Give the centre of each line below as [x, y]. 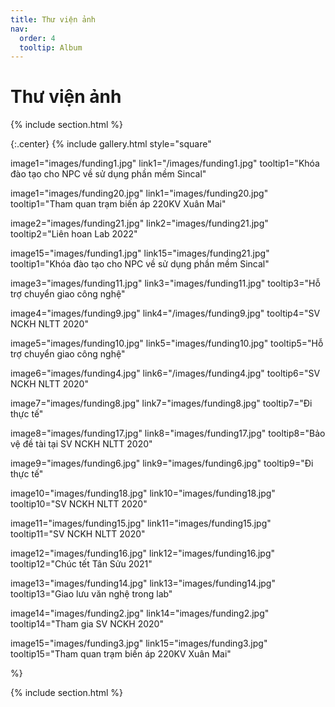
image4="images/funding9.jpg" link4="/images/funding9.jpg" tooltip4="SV [165, 313]
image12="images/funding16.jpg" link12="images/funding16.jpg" [143, 553]
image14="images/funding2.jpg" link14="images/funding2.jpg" [140, 613]
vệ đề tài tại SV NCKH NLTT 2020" [81, 444]
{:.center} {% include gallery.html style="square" [111, 144]
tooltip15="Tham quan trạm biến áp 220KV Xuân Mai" [121, 654]
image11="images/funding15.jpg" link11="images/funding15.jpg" [141, 523]
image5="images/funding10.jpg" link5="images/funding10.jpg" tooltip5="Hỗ [167, 343]
